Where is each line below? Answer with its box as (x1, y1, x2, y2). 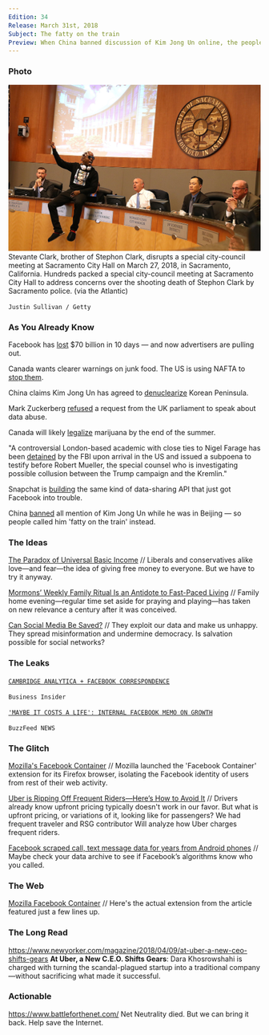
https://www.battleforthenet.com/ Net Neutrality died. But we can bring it (8, 1009, 250, 1019)
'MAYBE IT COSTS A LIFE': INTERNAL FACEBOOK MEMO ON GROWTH (8, 708, 214, 716)
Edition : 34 (8, 13, 48, 21)
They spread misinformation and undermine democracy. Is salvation (8, 629, 233, 638)
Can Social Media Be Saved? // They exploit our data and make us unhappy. (8, 621, 259, 630)
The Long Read (8, 927, 68, 939)
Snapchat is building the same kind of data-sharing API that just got (8, 484, 231, 494)
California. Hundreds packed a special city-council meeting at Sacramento (8, 269, 254, 279)
